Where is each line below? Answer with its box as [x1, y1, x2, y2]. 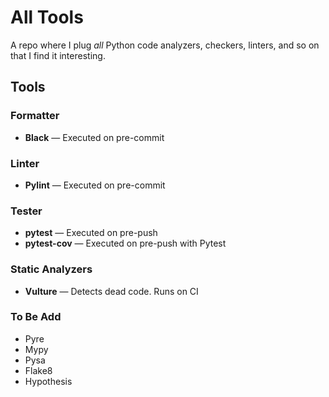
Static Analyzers [10, 262, 93, 276]
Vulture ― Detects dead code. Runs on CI [24, 285, 199, 297]
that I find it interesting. [10, 49, 106, 61]
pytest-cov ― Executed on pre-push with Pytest [24, 237, 227, 250]
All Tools [10, 6, 84, 29]
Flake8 [24, 364, 53, 376]
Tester [10, 204, 43, 218]
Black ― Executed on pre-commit [24, 131, 165, 143]
